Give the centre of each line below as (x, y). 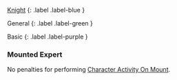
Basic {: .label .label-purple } (48, 37)
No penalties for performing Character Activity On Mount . (89, 70)
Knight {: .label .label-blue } (46, 10)
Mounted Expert (35, 54)
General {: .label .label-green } (50, 23)
